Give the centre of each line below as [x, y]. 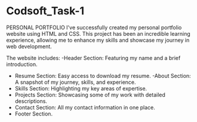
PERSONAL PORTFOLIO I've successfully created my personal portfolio [94, 27]
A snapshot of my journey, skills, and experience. [75, 82]
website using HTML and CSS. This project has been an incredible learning [98, 33]
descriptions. [31, 101]
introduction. [22, 64]
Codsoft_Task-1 [45, 11]
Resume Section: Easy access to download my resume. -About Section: [103, 76]
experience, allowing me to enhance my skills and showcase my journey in [98, 40]
